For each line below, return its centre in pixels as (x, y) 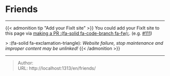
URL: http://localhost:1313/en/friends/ (57, 68)
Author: (26, 63)
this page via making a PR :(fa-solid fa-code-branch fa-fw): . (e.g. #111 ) (79, 33)
